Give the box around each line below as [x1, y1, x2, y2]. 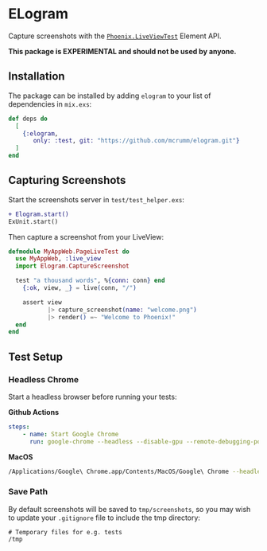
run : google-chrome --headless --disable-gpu [29, 437, 183, 446]
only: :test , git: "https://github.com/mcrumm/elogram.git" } [33, 137, 240, 145]
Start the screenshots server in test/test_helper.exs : [8, 194, 185, 204]
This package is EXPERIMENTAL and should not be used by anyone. [8, 46, 237, 56]
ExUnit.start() [8, 217, 59, 225]
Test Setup [8, 350, 64, 363]
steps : [8, 423, 30, 431]
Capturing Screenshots [8, 174, 126, 187]
